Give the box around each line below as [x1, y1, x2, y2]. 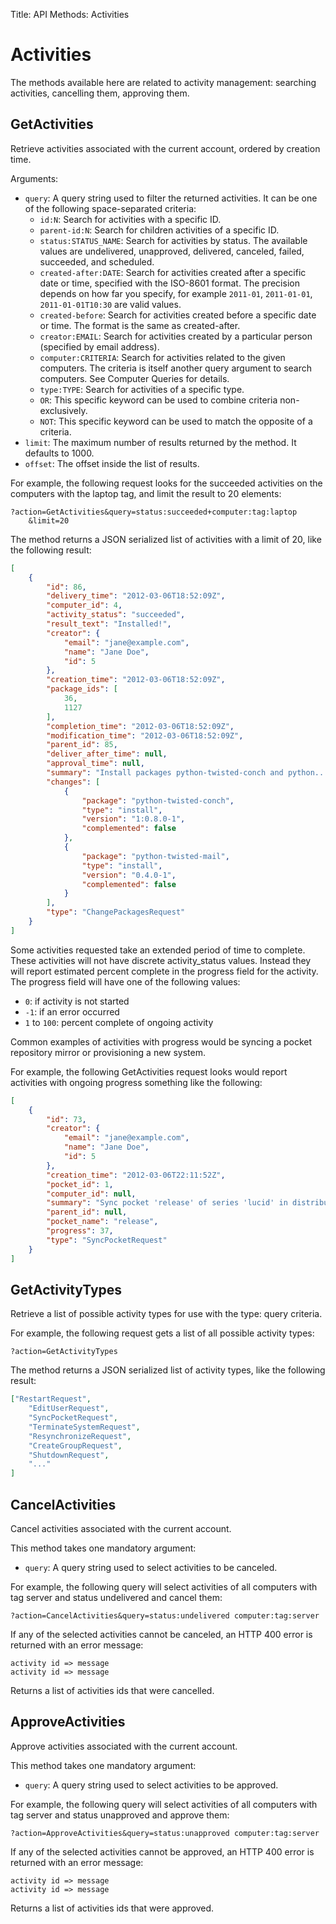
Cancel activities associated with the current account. [10, 1523, 232, 1534]
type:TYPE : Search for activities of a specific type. [39, 383, 245, 395]
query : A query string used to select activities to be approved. [24, 1779, 279, 1791]
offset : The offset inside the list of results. [24, 457, 200, 469]
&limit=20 [28, 515, 70, 526]
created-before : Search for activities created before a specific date [39, 309, 317, 321]
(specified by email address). [39, 340, 160, 353]
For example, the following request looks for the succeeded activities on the [10, 477, 323, 489]
